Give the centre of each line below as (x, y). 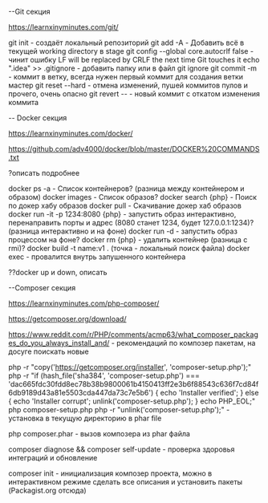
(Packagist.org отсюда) (47, 490)
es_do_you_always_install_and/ (59, 343)
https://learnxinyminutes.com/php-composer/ (84, 303)
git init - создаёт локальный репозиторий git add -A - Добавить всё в (126, 43)
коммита (23, 102)
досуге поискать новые (49, 351)
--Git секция (29, 12)
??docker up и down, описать (58, 272)
